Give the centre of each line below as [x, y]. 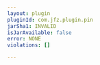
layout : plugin [29, 13]
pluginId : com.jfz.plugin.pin [50, 20]
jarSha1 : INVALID [32, 26]
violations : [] [29, 45]
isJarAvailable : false [39, 32]
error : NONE [24, 39]
